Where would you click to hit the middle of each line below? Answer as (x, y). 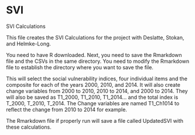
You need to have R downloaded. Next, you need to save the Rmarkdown (94, 55)
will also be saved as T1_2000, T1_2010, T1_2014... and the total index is (92, 97)
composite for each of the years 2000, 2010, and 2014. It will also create (93, 84)
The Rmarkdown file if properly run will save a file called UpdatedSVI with (95, 120)
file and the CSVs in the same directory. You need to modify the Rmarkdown (98, 61)
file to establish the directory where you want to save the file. (80, 67)
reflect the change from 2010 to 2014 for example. (67, 109)
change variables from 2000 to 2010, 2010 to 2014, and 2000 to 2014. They (97, 91)
